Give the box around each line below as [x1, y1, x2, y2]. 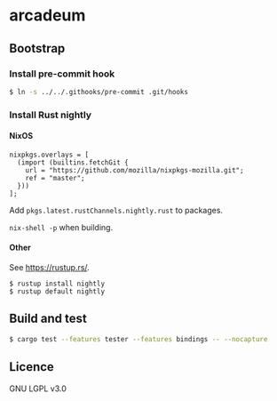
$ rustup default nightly [9, 287, 105, 296]
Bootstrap [9, 41, 66, 56]
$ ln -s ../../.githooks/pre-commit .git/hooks [9, 87, 189, 96]
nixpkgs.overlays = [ [9, 150, 90, 159]
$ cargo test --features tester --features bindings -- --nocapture [9, 334, 268, 343]
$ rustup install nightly [9, 279, 105, 289]
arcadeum [9, 5, 86, 26]
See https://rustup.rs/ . [9, 262, 91, 273]
